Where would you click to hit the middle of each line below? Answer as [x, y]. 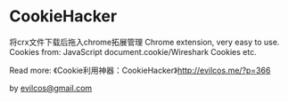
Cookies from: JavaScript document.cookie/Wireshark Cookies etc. [133, 51]
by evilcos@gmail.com [51, 88]
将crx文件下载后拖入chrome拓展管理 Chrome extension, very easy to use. [144, 42]
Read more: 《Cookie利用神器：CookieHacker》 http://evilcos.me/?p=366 [140, 70]
